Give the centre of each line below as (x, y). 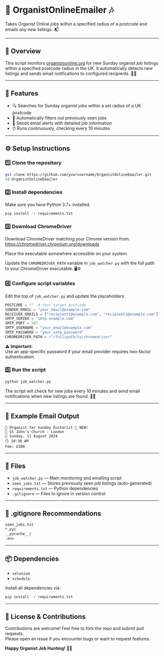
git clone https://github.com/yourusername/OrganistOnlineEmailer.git (78, 175)
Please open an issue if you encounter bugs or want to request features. (78, 639)
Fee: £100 (15, 446)
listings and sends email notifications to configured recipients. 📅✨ (71, 73)
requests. (15, 633)
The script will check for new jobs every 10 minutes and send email (72, 391)
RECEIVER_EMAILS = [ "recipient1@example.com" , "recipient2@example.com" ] (82, 314)
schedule (21, 579)
